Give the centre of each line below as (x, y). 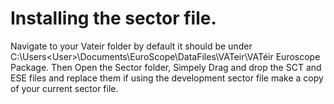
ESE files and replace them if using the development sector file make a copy (167, 78)
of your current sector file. (64, 88)
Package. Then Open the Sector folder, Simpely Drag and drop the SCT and (166, 67)
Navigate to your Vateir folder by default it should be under (131, 46)
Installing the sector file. (113, 18)
